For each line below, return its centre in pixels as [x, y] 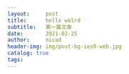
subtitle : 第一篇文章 [40, 27]
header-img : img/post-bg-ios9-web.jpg [64, 47]
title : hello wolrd [44, 20]
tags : [15, 60]
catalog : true [28, 54]
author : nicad [34, 40]
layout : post [33, 14]
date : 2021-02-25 [43, 33]
